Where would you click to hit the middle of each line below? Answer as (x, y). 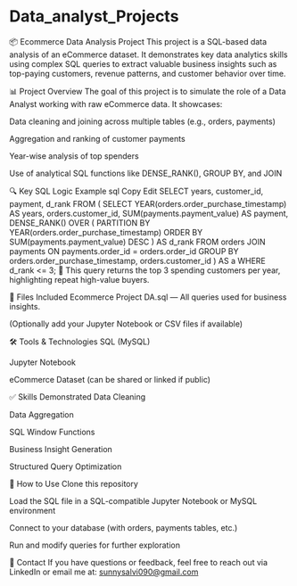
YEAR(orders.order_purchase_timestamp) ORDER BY (106, 232)
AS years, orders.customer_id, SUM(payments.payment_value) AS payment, (149, 213)
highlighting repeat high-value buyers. (79, 279)
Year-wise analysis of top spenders (74, 156)
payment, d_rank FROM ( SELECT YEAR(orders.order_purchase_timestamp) (148, 203)
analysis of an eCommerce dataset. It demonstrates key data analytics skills (148, 54)
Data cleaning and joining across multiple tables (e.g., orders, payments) (143, 121)
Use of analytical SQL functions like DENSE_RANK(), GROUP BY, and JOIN (146, 173)
